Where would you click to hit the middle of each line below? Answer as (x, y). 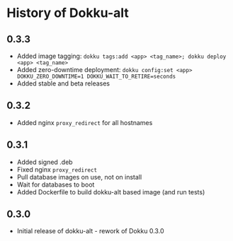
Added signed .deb (45, 162)
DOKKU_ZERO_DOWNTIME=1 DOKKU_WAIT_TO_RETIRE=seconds (96, 76)
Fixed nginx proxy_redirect (57, 169)
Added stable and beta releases (63, 83)
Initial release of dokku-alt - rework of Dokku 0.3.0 (90, 231)
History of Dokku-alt (68, 13)
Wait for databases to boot (56, 184)
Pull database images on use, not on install (79, 177)
